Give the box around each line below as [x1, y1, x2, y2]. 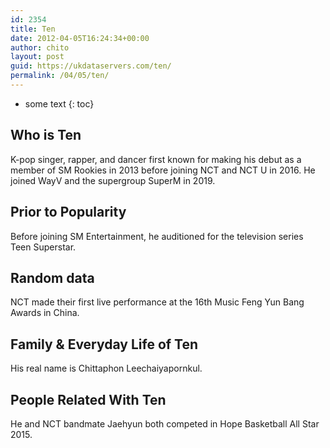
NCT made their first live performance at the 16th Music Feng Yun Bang [10, 296, 305, 308]
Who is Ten [10, 127, 82, 144]
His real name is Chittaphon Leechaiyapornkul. [10, 362, 203, 375]
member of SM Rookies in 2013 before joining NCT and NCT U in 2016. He [10, 164, 316, 176]
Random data [10, 269, 95, 286]
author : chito [10, 42, 70, 53]
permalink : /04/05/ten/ [10, 71, 110, 81]
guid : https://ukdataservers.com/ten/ [10, 61, 172, 71]
